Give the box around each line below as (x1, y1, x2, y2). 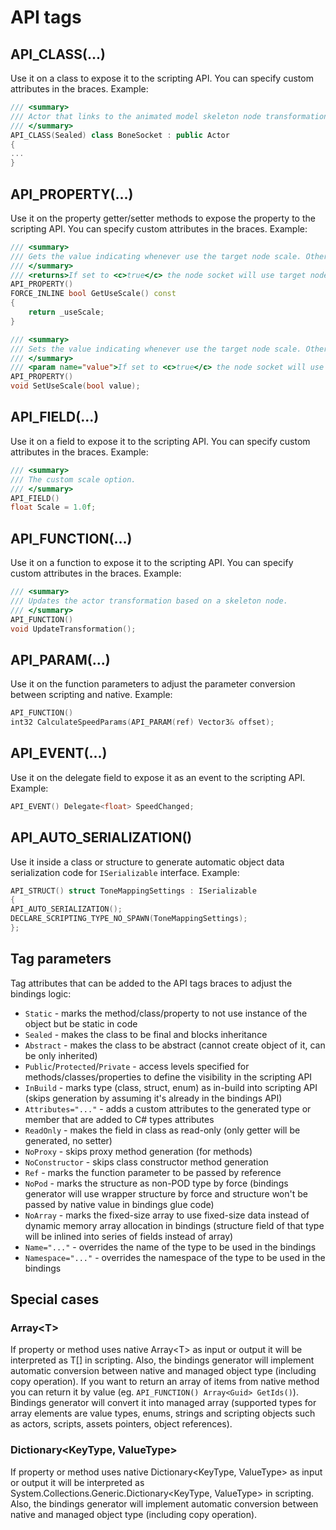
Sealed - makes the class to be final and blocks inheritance (24, 1028, 268, 1040)
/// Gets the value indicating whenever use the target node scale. (10, 251, 302, 261)
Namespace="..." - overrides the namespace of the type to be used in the (24, 1251, 326, 1263)
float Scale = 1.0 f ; (10, 502, 97, 513)
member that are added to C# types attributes (24, 1113, 215, 1125)
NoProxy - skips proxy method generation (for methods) (24, 1145, 253, 1157)
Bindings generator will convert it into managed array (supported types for (10, 1397, 317, 1409)
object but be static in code (24, 1017, 138, 1030)
